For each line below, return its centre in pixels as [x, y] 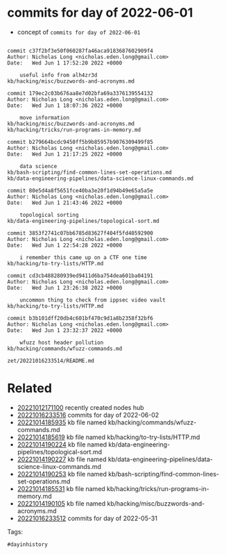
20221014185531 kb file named [61, 488]
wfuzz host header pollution [62, 342]
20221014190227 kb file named [62, 459]
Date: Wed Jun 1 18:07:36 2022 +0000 [65, 106]
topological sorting [49, 215]
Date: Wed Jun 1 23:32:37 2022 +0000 [65, 330]
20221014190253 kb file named [62, 474]
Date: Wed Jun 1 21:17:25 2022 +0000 [65, 154]
